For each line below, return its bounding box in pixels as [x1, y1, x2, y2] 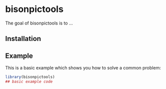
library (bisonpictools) [5, 74, 55, 79]
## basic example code [5, 79, 53, 84]
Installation [5, 34, 41, 43]
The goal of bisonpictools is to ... [5, 20, 73, 26]
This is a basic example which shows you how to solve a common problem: [5, 65, 161, 71]
